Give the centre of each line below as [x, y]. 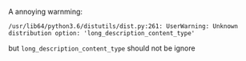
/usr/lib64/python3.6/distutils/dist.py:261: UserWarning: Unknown [123, 26]
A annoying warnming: [45, 12]
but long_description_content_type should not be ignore [102, 48]
